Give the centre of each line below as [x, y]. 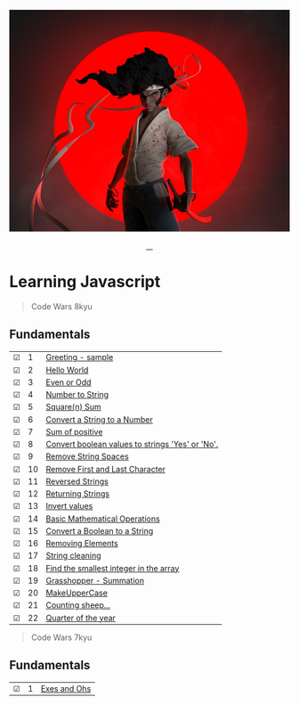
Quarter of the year [81, 618]
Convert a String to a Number [99, 419]
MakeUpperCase [77, 593]
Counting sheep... [78, 605]
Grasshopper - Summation [95, 580]
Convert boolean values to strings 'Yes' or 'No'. [132, 444]
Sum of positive [74, 431]
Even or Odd [69, 382]
